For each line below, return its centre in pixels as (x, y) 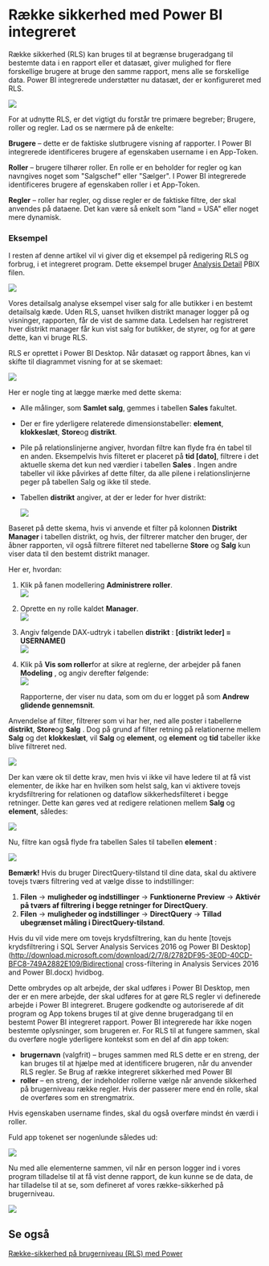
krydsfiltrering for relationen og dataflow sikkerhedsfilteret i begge (118, 794)
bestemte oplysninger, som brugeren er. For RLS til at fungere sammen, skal (134, 1031)
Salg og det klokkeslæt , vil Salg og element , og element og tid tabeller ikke (134, 738)
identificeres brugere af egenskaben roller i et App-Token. (104, 184)
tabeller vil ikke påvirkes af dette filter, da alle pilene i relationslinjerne (135, 473)
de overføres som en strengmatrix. (77, 1098)
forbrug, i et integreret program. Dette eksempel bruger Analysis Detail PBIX (134, 264)
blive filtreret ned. (37, 747)
